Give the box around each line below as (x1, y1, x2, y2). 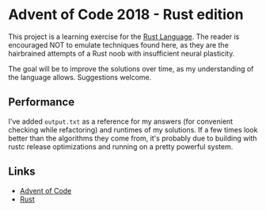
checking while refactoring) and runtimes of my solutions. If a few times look (8, 125, 258, 134)
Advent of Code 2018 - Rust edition (8, 6, 244, 24)
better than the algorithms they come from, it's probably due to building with (8, 133, 257, 143)
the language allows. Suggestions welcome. (8, 72, 152, 82)
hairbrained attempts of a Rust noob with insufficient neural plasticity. (8, 48, 235, 58)
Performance (8, 95, 75, 109)
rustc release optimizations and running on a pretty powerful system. (8, 141, 234, 152)
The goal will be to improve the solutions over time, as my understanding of (8, 63, 254, 73)
